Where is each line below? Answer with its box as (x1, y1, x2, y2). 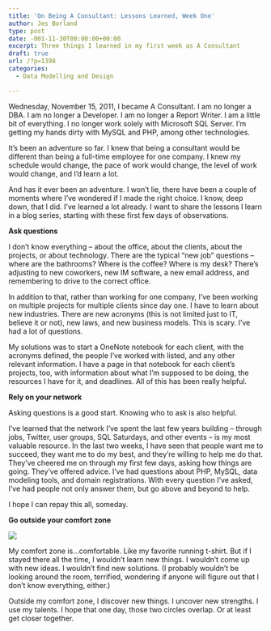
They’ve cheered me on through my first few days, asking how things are (8, 458, 252, 467)
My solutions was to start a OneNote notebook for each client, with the (8, 342, 244, 352)
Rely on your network (8, 392, 83, 402)
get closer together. (8, 613, 74, 623)
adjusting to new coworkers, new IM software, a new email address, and (8, 267, 249, 277)
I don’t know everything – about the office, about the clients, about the (8, 241, 243, 251)
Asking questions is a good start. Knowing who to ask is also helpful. (8, 407, 237, 417)
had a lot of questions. (8, 326, 83, 336)
